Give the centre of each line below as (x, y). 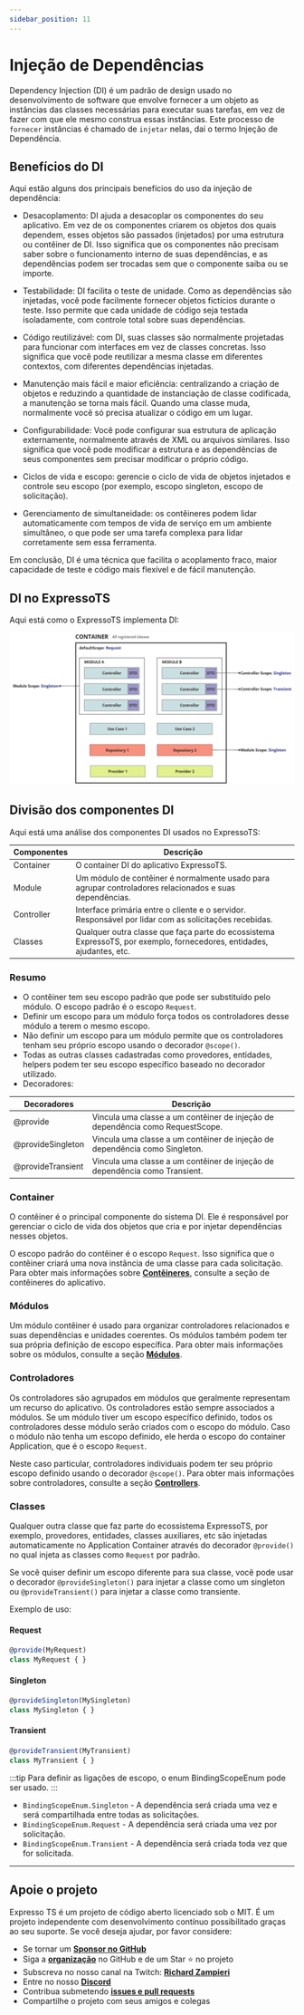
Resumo (28, 977)
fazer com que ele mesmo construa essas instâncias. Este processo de (142, 119)
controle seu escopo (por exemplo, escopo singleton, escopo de (143, 487)
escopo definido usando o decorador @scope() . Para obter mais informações (152, 1473)
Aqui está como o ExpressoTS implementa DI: (94, 620)
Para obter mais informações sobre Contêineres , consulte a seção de (139, 1273)
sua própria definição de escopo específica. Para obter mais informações (146, 1345)
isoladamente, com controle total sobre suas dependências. (134, 320)
